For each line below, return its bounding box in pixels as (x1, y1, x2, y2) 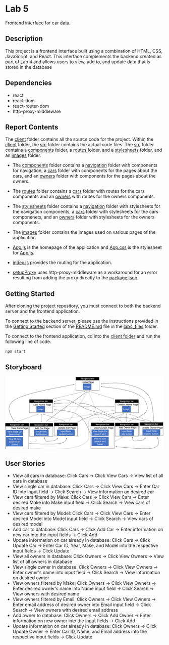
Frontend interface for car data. (5, 20, 71, 26)
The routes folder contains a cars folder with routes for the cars (12, 188, 145, 194)
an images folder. (5, 152, 41, 158)
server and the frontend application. (5, 308, 80, 314)
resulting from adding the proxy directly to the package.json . (12, 275, 139, 281)
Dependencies (5, 79, 52, 88)
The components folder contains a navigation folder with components (12, 162, 158, 168)
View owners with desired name (12, 591, 80, 597)
